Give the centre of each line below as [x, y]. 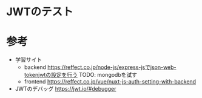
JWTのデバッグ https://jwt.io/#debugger [66, 89]
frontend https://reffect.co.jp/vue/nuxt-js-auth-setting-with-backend [110, 82]
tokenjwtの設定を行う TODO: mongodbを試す [81, 75]
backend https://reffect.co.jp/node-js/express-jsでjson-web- [100, 67]
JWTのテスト [40, 12]
